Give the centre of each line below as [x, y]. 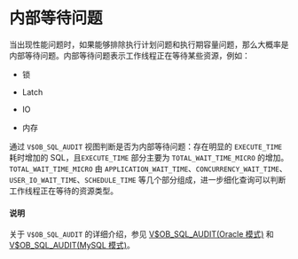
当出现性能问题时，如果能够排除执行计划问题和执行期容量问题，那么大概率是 [149, 44]
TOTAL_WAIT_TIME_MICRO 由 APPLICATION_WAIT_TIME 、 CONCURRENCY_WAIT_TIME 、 [148, 169]
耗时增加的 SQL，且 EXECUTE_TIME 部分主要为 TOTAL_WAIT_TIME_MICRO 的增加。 [149, 157]
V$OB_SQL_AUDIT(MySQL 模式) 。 [72, 246]
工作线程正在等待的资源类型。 [63, 191]
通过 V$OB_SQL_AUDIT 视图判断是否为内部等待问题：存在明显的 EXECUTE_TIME [145, 146]
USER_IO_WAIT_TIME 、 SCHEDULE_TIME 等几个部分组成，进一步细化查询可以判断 [148, 179]
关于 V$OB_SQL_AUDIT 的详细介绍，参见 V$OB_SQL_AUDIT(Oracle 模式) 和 [142, 234]
